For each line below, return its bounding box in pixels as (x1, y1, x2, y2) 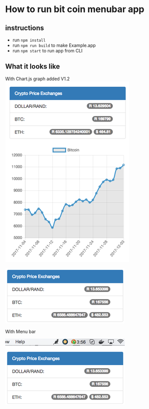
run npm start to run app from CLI (12, 48, 83, 53)
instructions (5, 24, 44, 32)
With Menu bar (5, 328, 36, 334)
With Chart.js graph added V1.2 (5, 76, 70, 82)
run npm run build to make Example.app (12, 42, 96, 48)
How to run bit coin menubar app (5, 4, 144, 15)
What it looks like (5, 62, 60, 71)
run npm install (12, 37, 46, 43)
